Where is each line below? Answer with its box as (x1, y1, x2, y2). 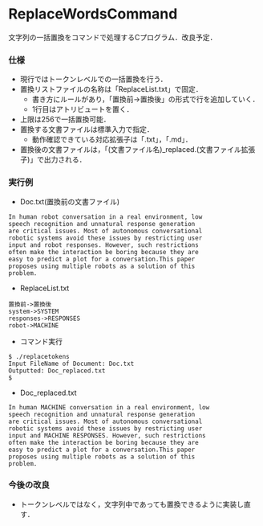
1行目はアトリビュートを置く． (31, 105, 134, 114)
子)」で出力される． (19, 154, 87, 165)
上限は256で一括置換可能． (19, 114, 111, 125)
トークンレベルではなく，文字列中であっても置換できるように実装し (19, 499, 245, 509)
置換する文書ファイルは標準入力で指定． (19, 125, 154, 134)
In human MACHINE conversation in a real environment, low (8, 403, 210, 411)
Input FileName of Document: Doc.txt (8, 360, 135, 368)
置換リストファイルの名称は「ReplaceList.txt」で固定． (19, 84, 203, 94)
